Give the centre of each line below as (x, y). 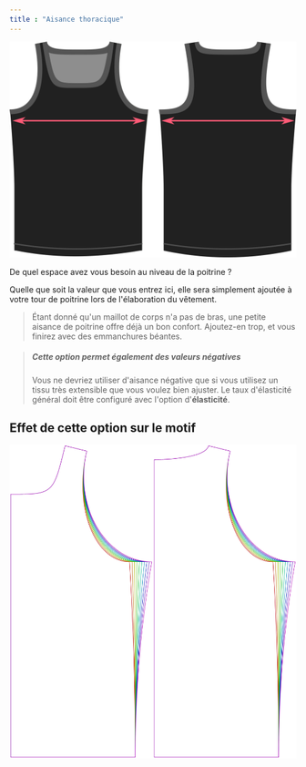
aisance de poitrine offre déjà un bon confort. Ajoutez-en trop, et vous (163, 326)
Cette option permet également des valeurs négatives (136, 357)
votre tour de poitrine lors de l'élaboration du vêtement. (113, 299)
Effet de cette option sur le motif (103, 428)
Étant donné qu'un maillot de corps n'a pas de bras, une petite (149, 317)
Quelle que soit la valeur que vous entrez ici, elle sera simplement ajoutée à (151, 289)
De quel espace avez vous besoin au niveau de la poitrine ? (121, 271)
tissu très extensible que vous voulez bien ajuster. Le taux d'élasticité (162, 389)
